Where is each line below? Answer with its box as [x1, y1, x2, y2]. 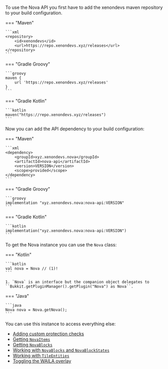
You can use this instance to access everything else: [5, 321, 116, 327]
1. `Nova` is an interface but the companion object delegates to [5, 279, 150, 284]
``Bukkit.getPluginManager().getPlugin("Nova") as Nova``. [5, 284, 134, 289]
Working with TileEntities [12, 353, 70, 358]
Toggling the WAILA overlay [12, 358, 71, 364]
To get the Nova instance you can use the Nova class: [5, 242, 117, 248]
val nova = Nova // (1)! [5, 266, 58, 271]
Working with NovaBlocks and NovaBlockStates [12, 347, 110, 353]
